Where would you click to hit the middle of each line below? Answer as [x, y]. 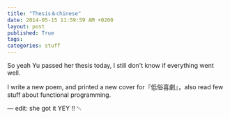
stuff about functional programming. [59, 95]
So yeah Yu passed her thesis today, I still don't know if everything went [110, 65]
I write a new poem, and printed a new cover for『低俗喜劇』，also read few [115, 87]
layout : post [26, 26]
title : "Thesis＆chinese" [44, 13]
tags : [15, 39]
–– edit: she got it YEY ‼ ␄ [45, 108]
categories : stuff [34, 46]
